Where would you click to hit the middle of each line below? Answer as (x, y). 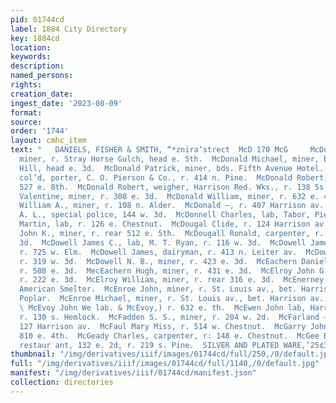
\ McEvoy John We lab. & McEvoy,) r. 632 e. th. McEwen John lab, (163, 308)
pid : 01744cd (37, 19)
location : (31, 47)
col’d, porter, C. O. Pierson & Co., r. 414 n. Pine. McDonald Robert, (174, 177)
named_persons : (42, 76)
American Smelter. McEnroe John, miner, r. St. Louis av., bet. (158, 289)
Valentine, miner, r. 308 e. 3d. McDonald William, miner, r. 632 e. (169, 196)
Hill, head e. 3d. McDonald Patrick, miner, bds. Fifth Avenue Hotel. (172, 168)
